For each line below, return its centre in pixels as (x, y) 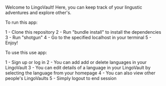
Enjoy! (12, 43)
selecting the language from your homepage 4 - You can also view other (80, 73)
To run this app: (21, 22)
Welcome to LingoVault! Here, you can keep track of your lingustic (74, 7)
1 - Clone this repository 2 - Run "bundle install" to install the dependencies (83, 32)
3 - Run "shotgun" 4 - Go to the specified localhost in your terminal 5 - (78, 37)
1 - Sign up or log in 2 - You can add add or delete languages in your (76, 62)
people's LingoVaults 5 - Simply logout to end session (61, 78)
